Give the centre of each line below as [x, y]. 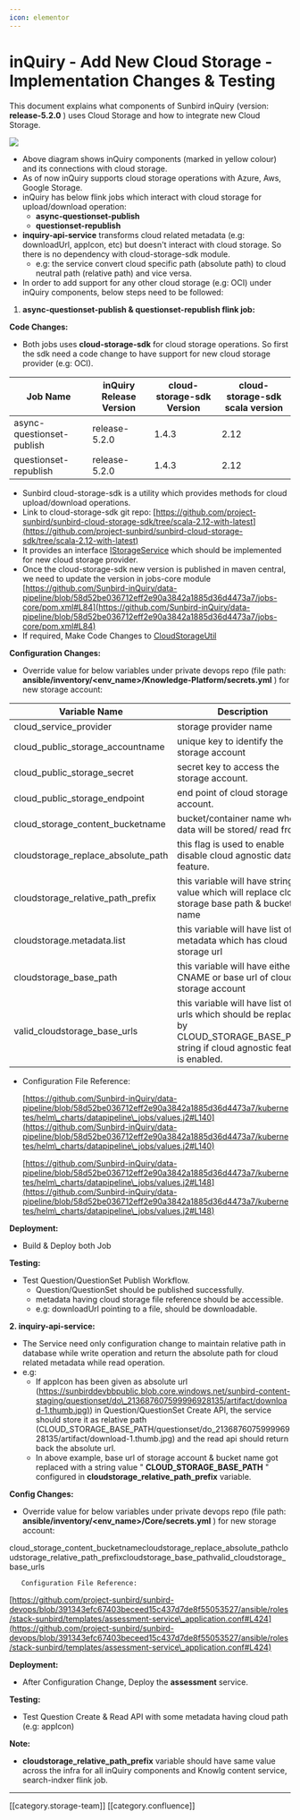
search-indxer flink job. [65, 1780]
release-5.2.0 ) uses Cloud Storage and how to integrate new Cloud [135, 115]
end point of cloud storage [233, 792]
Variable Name [91, 711]
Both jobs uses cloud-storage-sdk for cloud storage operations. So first [155, 344]
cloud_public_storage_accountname [89, 747]
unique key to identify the [230, 741]
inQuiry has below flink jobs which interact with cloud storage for [142, 197]
